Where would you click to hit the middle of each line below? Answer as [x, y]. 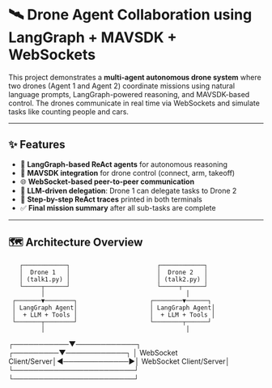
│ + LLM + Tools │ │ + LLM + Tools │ [114, 315]
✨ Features [37, 145]
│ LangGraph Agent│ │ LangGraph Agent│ [114, 308]
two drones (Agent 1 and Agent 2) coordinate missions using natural [122, 86]
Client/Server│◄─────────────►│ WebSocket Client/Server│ [119, 361]
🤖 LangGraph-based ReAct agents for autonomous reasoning [124, 164]
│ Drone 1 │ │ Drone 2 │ [113, 272]
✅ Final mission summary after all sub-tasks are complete [118, 207]
